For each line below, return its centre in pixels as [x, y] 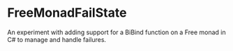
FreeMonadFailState [67, 13]
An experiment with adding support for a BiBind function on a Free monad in [117, 32]
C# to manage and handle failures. [57, 39]
